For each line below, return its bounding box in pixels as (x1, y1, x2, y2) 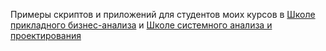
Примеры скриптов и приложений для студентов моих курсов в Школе (10, 9, 316, 20)
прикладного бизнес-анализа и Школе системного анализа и (10, 19, 273, 31)
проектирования (10, 30, 82, 41)
